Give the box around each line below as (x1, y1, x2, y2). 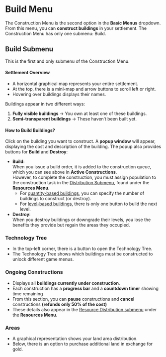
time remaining (12, 290, 43, 297)
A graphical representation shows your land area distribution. (12, 336, 138, 342)
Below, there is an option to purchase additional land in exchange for (12, 341, 153, 347)
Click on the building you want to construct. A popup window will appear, (5, 138, 156, 144)
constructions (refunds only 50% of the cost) (12, 301, 107, 307)
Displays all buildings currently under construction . (12, 280, 120, 286)
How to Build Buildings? (5, 127, 56, 133)
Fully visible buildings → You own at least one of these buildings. (12, 111, 147, 117)
